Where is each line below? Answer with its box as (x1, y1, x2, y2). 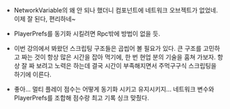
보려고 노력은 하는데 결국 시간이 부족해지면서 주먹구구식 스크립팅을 (36, 62, 217, 69)
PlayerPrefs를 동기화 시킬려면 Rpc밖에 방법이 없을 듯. (13, 30, 160, 37)
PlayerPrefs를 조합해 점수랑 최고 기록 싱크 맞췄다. (13, 94, 150, 102)
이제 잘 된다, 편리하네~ (13, 15, 76, 23)
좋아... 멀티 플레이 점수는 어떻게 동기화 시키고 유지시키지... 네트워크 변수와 (13, 85, 215, 93)
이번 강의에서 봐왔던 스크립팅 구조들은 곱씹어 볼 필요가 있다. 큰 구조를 (13, 44, 202, 52)
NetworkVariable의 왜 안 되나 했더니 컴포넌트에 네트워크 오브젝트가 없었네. (13, 6, 218, 14)
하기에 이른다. (13, 70, 52, 78)
